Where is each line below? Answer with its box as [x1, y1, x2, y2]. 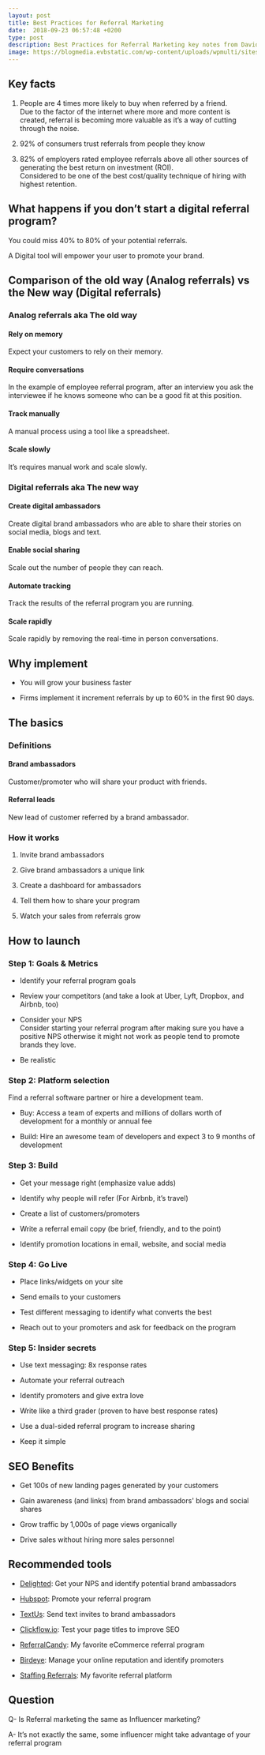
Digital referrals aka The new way [8, 482, 140, 493]
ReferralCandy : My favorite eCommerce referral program [19, 1640, 205, 1649]
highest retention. [19, 179, 77, 189]
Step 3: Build [8, 1160, 58, 1171]
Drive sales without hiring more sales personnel [19, 1535, 175, 1544]
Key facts [8, 77, 56, 91]
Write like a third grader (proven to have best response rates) [19, 1406, 218, 1416]
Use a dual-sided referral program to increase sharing [19, 1422, 196, 1431]
